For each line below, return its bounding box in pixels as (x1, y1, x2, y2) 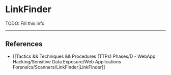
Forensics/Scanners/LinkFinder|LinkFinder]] (12, 64, 105, 70)
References (5, 40, 43, 49)
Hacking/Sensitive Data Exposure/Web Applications (12, 58, 121, 64)
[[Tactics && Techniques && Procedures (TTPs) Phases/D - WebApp (12, 53, 156, 59)
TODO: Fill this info (5, 20, 45, 26)
